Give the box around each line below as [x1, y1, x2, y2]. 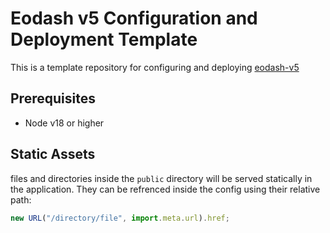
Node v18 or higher [24, 117, 105, 129]
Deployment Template [10, 28, 198, 51]
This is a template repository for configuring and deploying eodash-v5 [10, 61, 300, 73]
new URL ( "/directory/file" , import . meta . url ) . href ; [10, 213, 230, 223]
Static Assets [10, 146, 96, 163]
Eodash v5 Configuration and [10, 7, 258, 30]
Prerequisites [10, 90, 96, 107]
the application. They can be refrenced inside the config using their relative [10, 183, 321, 195]
